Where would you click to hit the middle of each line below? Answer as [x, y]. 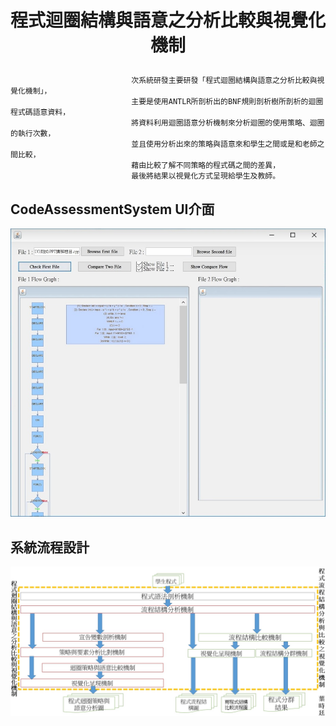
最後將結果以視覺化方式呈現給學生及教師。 [206, 176]
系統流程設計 [50, 547]
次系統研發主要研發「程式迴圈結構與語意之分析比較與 [224, 81]
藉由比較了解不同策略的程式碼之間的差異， [206, 166]
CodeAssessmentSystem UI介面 [112, 209]
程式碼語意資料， [40, 112]
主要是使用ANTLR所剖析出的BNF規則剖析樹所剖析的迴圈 [227, 102]
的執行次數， [33, 134]
